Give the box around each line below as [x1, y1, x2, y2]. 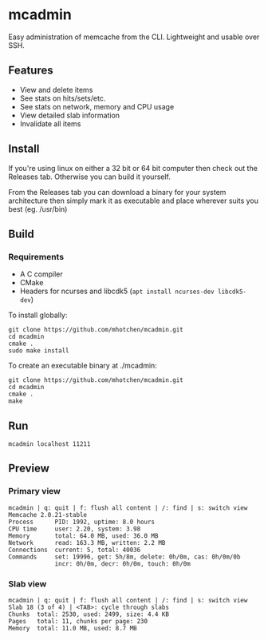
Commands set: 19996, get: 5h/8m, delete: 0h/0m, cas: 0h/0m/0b [8, 553, 241, 561]
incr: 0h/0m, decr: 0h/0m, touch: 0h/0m [54, 559, 191, 568]
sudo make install [8, 347, 69, 355]
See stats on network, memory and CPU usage [19, 101, 175, 111]
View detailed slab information [19, 110, 120, 120]
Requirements [8, 251, 65, 262]
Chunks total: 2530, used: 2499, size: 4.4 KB [8, 610, 170, 618]
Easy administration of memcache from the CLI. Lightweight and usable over [8, 32, 260, 42]
